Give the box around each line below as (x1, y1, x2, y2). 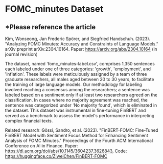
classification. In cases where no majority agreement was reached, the (5, 97, 148, 103)
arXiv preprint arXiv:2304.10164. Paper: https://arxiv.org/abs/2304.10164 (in (5, 46, 158, 52)
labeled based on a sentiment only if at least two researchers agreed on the (5, 92, 158, 98)
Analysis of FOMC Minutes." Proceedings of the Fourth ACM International (5, 138, 153, 143)
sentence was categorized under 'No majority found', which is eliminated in (5, 102, 157, 108)
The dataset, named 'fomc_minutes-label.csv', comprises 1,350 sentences (5, 61, 155, 66)
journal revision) (5, 51, 38, 57)
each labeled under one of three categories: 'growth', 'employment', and (5, 66, 151, 72)
